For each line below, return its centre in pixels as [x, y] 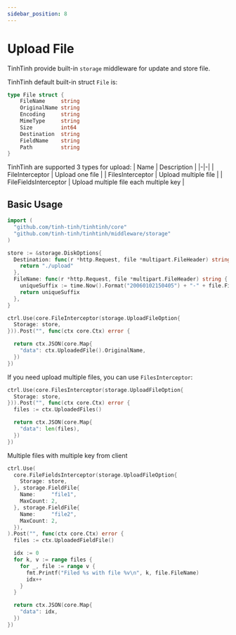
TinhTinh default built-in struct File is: [63, 82]
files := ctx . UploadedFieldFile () [64, 541]
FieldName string [50, 141]
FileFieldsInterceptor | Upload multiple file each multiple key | [96, 182]
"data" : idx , [39, 612]
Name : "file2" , [48, 514]
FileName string [50, 101]
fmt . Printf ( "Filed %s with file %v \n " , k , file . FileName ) [112, 573]
